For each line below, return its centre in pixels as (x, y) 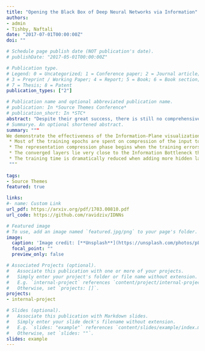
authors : (17, 18)
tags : (13, 175)
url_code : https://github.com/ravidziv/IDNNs (65, 215)
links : (15, 198)
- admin (16, 23)
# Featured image (28, 226)
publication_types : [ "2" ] (39, 91)
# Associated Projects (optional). (52, 266)
